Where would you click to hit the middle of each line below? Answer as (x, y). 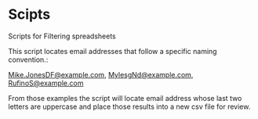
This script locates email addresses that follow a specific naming (113, 51)
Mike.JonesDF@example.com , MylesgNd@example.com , (101, 74)
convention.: (28, 59)
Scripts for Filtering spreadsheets (62, 36)
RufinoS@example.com (46, 83)
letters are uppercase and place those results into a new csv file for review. (129, 106)
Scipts (29, 14)
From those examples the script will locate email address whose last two (125, 98)
